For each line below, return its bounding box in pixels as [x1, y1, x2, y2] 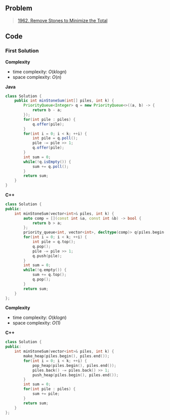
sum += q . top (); [32, 272, 67, 277]
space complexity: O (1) [12, 320, 61, 326]
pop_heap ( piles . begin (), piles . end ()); [32, 363, 116, 368]
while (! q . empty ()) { [23, 267, 67, 272]
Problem [5, 4, 33, 13]
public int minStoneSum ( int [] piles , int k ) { [14, 98, 114, 103]
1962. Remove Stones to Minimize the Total [17, 17, 108, 23]
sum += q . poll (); [32, 164, 69, 169]
